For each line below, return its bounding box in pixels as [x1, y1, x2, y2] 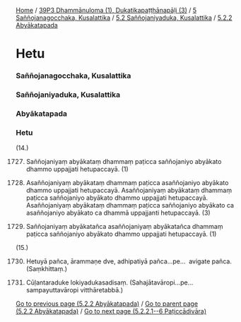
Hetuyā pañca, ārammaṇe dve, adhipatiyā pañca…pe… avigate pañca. [25, 257, 233, 266]
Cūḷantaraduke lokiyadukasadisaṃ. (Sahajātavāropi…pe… [25, 278, 194, 287]
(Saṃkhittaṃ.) [25, 265, 67, 273]
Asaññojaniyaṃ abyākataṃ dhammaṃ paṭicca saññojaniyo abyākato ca [25, 201, 235, 210]
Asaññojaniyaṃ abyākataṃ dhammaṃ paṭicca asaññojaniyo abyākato [25, 179, 229, 187]
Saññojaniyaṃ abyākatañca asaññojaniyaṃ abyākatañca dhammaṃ [25, 222, 223, 231]
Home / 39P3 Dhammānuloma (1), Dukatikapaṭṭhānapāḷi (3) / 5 [16, 6, 197, 14]
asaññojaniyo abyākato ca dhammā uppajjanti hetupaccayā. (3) [25, 208, 211, 217]
